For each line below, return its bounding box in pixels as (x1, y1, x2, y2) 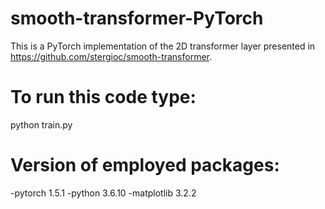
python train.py (10, 118, 73, 131)
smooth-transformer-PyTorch (10, 7, 264, 30)
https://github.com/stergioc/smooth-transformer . (10, 50, 213, 62)
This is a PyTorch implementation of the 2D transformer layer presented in (10, 40, 316, 52)
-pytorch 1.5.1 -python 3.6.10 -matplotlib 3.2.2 (10, 187, 197, 199)
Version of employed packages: (10, 154, 280, 177)
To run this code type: (10, 86, 197, 109)
